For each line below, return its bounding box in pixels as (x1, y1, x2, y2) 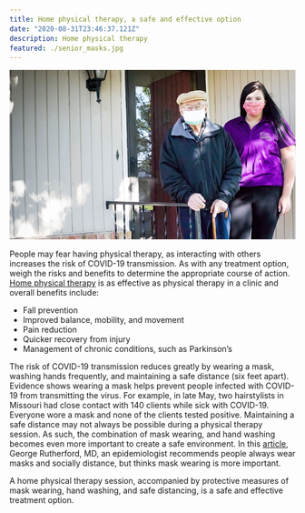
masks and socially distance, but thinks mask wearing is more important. (9, 458, 281, 468)
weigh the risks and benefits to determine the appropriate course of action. (9, 268, 290, 279)
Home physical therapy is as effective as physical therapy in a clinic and (9, 277, 279, 288)
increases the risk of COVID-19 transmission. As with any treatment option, (9, 258, 290, 269)
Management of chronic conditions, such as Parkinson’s (22, 344, 233, 355)
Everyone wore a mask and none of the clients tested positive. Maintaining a (9, 409, 295, 420)
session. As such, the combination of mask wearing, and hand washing (9, 428, 275, 440)
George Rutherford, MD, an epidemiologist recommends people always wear (9, 448, 296, 459)
